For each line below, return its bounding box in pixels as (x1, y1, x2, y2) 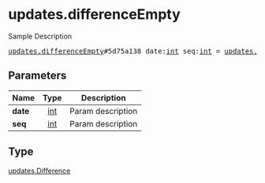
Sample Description (8, 31, 73, 41)
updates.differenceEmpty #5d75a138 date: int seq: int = (8, 46, 221, 56)
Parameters (8, 69, 67, 82)
